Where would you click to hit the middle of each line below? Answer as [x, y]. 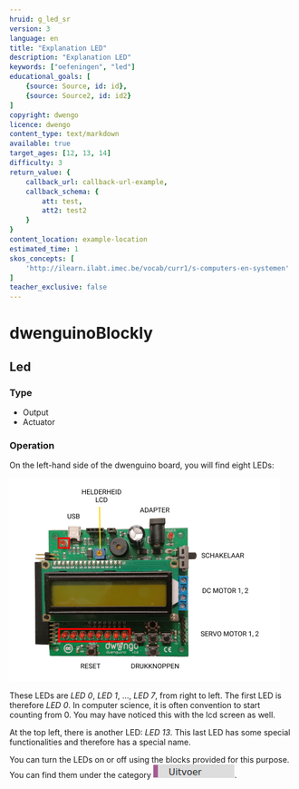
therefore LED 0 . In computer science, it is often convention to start [135, 705]
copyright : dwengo [44, 115]
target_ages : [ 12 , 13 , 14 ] [60, 153]
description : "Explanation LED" [70, 58]
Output [35, 412]
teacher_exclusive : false [58, 287]
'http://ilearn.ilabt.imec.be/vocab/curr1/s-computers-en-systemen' [158, 268]
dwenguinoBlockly [82, 334]
